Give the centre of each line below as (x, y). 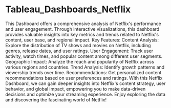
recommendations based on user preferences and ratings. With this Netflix (84, 78)
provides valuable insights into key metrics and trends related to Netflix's (82, 34)
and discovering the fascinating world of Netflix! (56, 100)
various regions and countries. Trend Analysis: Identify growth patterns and (85, 67)
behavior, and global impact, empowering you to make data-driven (76, 89)
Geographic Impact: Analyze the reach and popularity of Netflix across (80, 61)
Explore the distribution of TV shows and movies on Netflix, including (78, 45)
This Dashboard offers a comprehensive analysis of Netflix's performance (83, 24)
